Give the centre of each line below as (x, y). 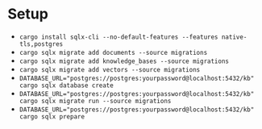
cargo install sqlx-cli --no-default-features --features (119, 37)
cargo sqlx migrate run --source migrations (95, 101)
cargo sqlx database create (66, 85)
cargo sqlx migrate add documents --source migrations (113, 52)
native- (234, 37)
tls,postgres (41, 44)
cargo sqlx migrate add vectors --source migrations (110, 69)
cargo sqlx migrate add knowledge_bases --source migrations (124, 61)
